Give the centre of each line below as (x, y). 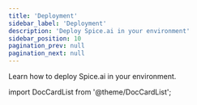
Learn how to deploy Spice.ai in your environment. (92, 76)
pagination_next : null (47, 53)
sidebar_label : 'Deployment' (58, 23)
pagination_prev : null (47, 46)
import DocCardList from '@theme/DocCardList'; (90, 92)
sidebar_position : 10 (45, 38)
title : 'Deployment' (43, 16)
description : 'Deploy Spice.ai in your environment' (99, 31)
